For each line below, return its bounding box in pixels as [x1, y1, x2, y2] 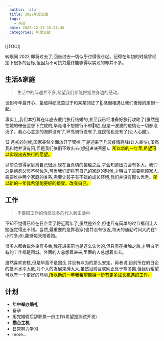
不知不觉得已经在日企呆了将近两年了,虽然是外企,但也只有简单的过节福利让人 [5, 220, 158, 226]
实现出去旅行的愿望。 [9, 151, 52, 157]
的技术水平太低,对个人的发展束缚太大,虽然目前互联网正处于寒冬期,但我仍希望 [5, 265, 159, 271]
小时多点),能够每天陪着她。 [5, 233, 60, 238]
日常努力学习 [12, 326, 38, 332]
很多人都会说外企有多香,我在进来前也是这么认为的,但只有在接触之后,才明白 [5, 243, 155, 249]
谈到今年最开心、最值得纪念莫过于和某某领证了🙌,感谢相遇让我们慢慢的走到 [5, 100, 155, 105]
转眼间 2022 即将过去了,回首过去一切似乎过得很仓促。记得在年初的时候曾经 [5, 53, 157, 59]
